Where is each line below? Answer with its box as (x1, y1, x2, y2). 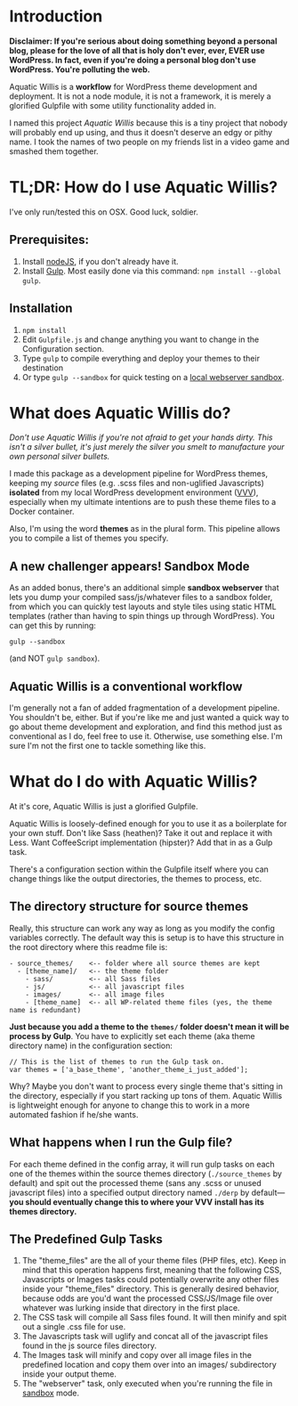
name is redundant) (9, 1005, 82, 1014)
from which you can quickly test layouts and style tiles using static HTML (9, 601, 278, 612)
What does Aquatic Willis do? (9, 402, 231, 423)
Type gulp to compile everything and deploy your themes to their (21, 353, 261, 363)
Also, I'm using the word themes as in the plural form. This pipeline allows (9, 524, 280, 534)
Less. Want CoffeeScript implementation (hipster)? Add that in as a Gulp (9, 837, 273, 848)
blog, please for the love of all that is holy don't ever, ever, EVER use (9, 45, 265, 55)
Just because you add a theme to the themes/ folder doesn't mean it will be (9, 1021, 290, 1032)
